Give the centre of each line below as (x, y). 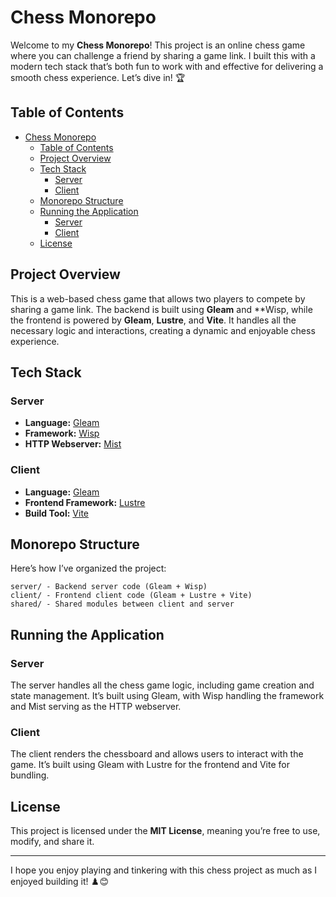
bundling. (30, 775)
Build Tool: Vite (56, 513)
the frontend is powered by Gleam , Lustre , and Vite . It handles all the (153, 320)
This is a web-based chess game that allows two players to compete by (158, 298)
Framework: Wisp (62, 433)
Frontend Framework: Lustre (85, 502)
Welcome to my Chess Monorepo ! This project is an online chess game (158, 45)
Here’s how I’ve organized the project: (88, 568)
